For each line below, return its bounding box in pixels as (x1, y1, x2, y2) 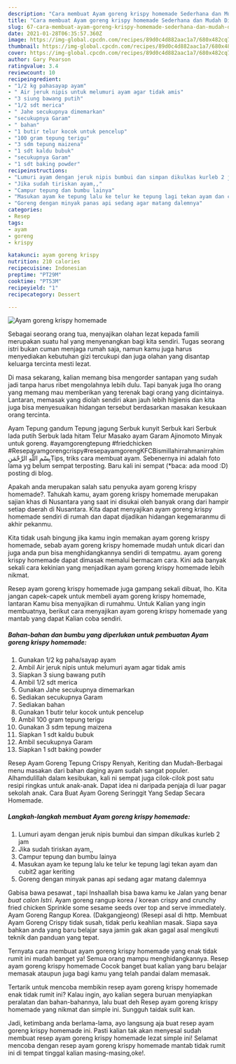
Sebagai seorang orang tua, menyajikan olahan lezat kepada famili (8, 330, 200, 338)
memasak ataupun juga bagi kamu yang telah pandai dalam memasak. (8, 969, 211, 978)
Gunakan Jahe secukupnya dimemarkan (18, 686, 135, 694)
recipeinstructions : (8, 167, 69, 174)
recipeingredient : (8, 75, 62, 83)
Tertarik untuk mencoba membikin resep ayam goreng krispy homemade (8, 983, 218, 992)
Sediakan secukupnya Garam (18, 693, 104, 701)
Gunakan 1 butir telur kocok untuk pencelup (18, 708, 144, 717)
